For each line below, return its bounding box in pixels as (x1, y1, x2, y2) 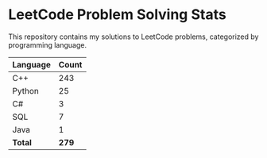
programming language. (8, 40, 87, 49)
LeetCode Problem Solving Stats (8, 6, 226, 24)
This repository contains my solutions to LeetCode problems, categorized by (8, 32, 259, 41)
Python (12, 85, 40, 96)
